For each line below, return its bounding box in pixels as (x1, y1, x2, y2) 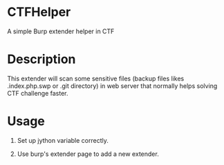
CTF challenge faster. (7, 89, 68, 97)
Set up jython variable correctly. (17, 136, 109, 144)
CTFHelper (7, 4, 71, 20)
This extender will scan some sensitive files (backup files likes (7, 74, 185, 82)
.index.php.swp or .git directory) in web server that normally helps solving (7, 81, 218, 90)
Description (7, 51, 76, 67)
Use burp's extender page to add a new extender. (17, 150, 159, 158)
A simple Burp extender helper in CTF (7, 27, 115, 35)
